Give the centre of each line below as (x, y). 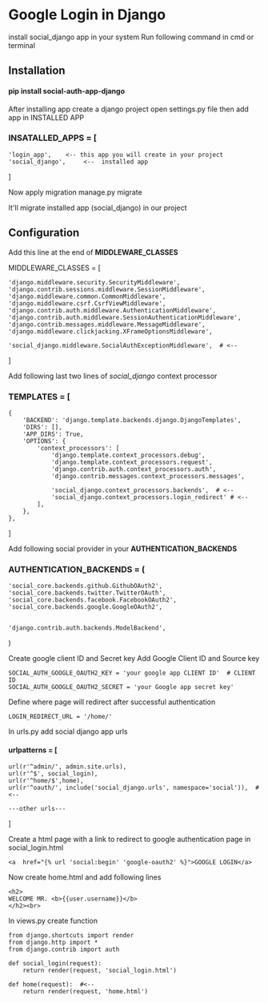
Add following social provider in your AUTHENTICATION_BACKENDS (123, 548)
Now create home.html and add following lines (85, 877)
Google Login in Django (87, 15)
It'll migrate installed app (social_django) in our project (98, 207)
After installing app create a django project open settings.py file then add (129, 109)
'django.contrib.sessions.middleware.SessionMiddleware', (107, 289)
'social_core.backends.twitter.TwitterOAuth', (87, 593)
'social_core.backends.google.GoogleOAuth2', (85, 607)
